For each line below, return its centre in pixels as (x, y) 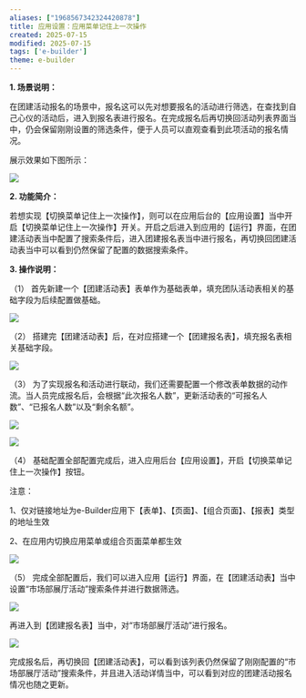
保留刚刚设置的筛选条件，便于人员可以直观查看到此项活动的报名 (160, 129)
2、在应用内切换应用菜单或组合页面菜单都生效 (96, 541)
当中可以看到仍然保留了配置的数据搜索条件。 (109, 250)
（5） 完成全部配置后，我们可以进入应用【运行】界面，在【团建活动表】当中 (153, 577)
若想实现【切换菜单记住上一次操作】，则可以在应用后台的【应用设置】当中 (147, 216)
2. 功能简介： (34, 196)
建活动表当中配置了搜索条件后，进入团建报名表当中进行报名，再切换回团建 (149, 238)
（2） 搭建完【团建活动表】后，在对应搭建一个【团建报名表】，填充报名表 (147, 336)
